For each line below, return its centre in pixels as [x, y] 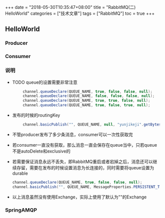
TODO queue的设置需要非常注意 [45, 82]
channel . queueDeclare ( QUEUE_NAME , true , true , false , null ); [87, 101]
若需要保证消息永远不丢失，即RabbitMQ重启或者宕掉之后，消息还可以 [82, 161]
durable [20, 173]
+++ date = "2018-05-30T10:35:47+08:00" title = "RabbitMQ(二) [70, 7]
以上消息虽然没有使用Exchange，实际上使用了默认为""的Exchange [79, 197]
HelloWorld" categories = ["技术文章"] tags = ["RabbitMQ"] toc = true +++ [80, 13]
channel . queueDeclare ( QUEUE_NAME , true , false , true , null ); [87, 105]
